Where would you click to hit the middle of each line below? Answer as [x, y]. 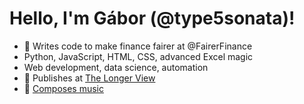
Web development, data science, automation [116, 67]
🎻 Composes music [63, 88]
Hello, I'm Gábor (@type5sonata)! [152, 18]
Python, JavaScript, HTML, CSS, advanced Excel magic [138, 56]
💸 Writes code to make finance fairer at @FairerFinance [138, 46]
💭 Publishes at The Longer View [89, 78]
